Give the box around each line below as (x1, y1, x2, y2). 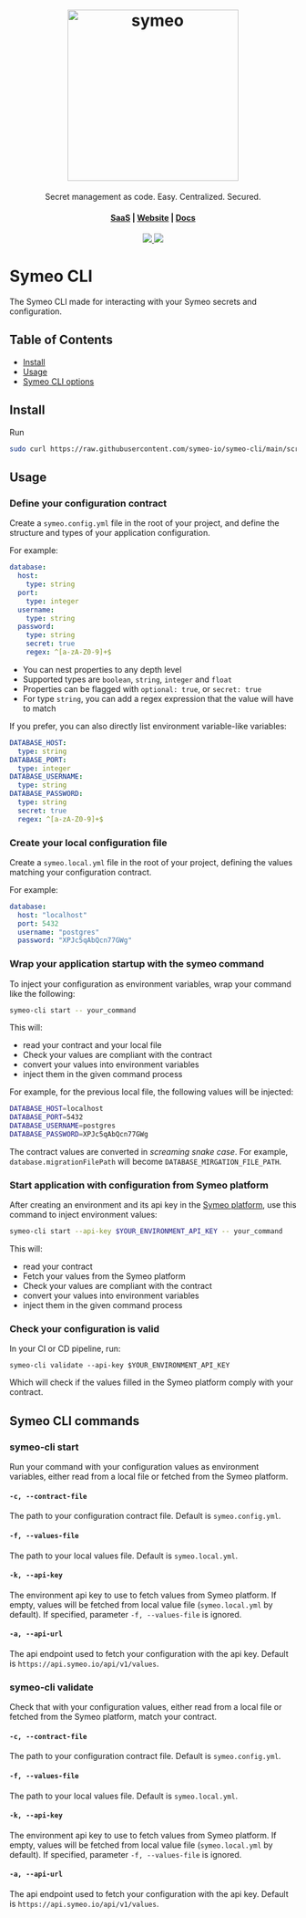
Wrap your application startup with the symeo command (9, 958, 265, 970)
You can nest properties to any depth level (22, 664, 182, 675)
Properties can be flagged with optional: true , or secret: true (22, 683, 262, 694)
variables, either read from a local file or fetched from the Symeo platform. (9, 1471, 289, 1483)
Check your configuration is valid (9, 1323, 160, 1336)
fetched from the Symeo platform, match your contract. (9, 1712, 217, 1723)
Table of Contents (9, 332, 114, 348)
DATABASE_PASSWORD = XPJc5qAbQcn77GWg (9, 1130, 148, 1139)
